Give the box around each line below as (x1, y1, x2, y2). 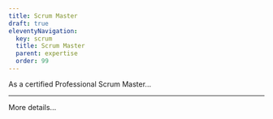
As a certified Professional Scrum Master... (8, 79, 152, 89)
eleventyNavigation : (8, 27, 79, 35)
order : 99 (15, 57, 49, 66)
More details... (8, 102, 57, 112)
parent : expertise (15, 49, 79, 57)
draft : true (8, 19, 49, 28)
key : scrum (15, 34, 53, 43)
